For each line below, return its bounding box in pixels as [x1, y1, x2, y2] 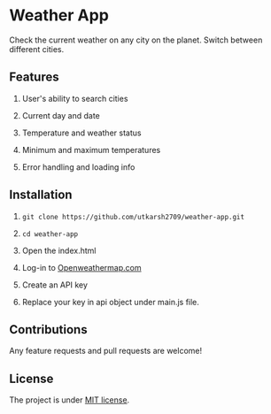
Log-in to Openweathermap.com [21, 262, 142, 272]
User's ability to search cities [21, 93, 128, 103]
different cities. [9, 43, 65, 54]
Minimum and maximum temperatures [21, 144, 161, 155]
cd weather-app [21, 229, 79, 239]
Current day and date [21, 110, 100, 120]
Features [9, 70, 59, 85]
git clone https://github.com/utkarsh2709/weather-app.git [21, 212, 245, 221]
